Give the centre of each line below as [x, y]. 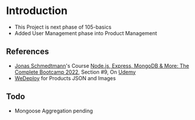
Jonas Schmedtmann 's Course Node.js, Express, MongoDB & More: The [102, 66]
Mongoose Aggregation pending [54, 111]
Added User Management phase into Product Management [86, 33]
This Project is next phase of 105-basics [63, 27]
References [28, 52]
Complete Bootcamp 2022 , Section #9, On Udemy [75, 72]
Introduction [37, 11]
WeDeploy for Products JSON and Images [65, 78]
